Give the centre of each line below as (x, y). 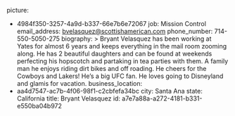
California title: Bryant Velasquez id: (69, 98)
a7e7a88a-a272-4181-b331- (162, 98)
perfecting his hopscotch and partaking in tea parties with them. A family (122, 61)
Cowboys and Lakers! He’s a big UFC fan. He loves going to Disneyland (120, 76)
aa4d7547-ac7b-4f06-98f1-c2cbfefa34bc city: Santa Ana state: (110, 91)
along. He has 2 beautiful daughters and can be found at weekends (114, 53)
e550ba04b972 (39, 106)
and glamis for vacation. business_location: (80, 83)
